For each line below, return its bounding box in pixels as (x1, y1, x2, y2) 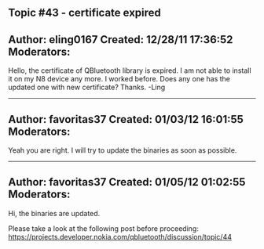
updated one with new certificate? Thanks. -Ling (8, 82, 166, 92)
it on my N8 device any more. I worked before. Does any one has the (8, 74, 230, 84)
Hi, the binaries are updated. (8, 208, 101, 218)
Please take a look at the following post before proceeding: (8, 223, 199, 233)
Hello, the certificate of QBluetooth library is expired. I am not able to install (8, 66, 251, 75)
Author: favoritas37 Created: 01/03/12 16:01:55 (8, 113, 244, 126)
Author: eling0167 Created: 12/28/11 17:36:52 (8, 33, 233, 46)
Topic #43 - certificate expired (8, 6, 161, 20)
